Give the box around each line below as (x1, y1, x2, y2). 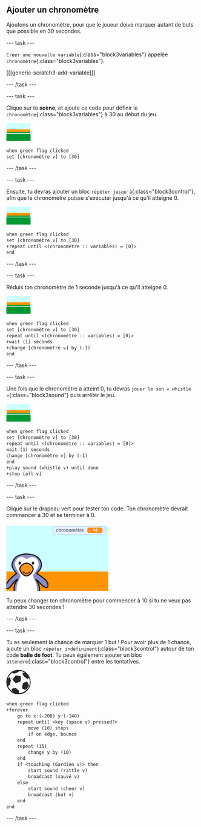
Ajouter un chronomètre (6, 5, 99, 15)
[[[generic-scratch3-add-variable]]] (6, 69, 96, 76)
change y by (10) (28, 749, 71, 756)
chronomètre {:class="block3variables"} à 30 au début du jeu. (6, 110, 158, 117)
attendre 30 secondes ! (6, 603, 65, 610)
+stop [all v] (6, 470, 42, 477)
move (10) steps (28, 725, 69, 731)
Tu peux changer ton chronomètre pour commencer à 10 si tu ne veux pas (6, 596, 191, 604)
